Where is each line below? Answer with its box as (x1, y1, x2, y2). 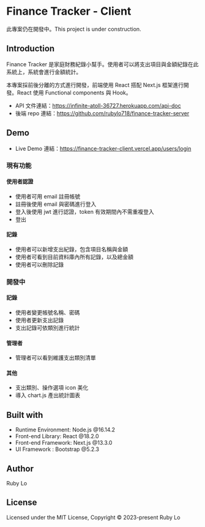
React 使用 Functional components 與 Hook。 (17, 89, 132, 96)
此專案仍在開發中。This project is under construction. (6, 25, 142, 32)
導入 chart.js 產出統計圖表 (15, 392, 81, 399)
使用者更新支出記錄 (15, 317, 64, 324)
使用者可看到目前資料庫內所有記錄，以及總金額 (15, 253, 133, 260)
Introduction (6, 44, 55, 54)
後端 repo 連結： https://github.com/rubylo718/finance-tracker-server (15, 109, 190, 117)
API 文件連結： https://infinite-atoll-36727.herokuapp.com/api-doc (15, 102, 182, 109)
